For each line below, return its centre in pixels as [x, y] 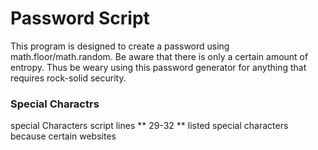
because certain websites [63, 136]
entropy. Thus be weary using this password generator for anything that [158, 67]
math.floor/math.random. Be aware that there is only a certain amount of [159, 56]
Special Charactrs [55, 104]
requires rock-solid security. [68, 78]
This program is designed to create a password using [120, 46]
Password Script [80, 18]
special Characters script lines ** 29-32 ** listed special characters [149, 126]
